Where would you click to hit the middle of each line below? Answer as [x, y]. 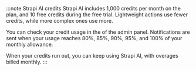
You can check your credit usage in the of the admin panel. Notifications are [98, 32]
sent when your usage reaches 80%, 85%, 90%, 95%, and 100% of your [94, 38]
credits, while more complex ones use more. [60, 21]
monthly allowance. [30, 44]
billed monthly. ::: [27, 62]
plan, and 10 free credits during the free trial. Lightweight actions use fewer [97, 15]
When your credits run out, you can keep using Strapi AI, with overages [92, 56]
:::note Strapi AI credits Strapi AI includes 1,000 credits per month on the [93, 8]
